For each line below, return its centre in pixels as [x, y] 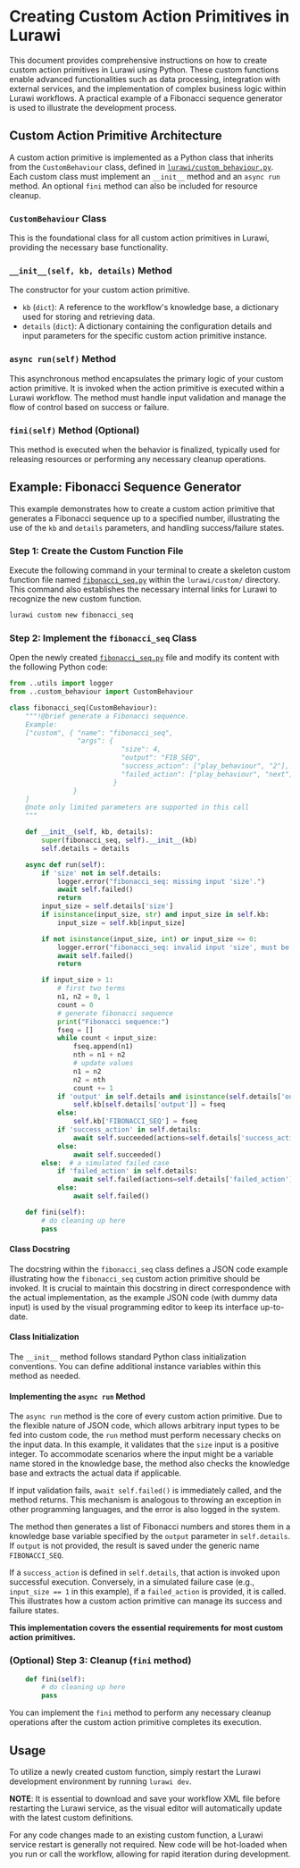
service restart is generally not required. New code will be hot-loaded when [148, 1844]
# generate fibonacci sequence [115, 1013]
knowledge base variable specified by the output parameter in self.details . [150, 1536]
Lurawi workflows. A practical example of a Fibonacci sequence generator [146, 98]
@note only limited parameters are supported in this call [137, 808]
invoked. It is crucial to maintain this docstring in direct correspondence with [150, 1288]
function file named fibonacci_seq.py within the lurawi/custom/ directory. [145, 580]
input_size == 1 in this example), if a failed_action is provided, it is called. [148, 1592]
